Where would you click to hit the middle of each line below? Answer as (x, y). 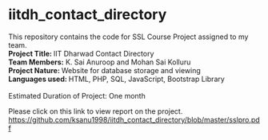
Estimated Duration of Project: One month (77, 95)
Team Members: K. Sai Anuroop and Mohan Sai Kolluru (100, 62)
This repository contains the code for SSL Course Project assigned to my (128, 37)
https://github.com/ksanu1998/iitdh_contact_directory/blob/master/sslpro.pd (134, 119)
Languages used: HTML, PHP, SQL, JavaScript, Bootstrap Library (117, 79)
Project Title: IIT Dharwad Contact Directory (81, 53)
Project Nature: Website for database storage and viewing (105, 70)
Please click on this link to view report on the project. (96, 111)
